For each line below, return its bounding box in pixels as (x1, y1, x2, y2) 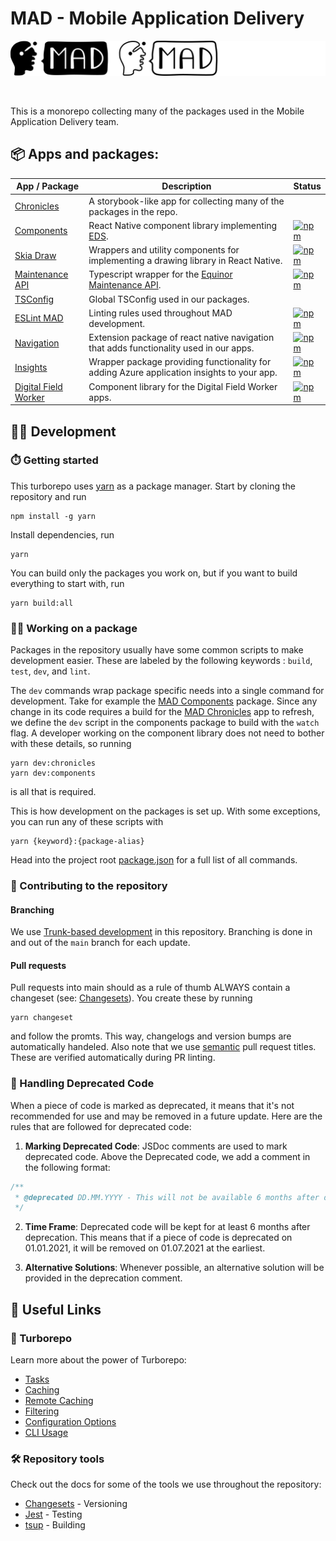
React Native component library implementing (88, 219, 278, 231)
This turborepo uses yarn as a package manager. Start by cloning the (10, 480, 296, 492)
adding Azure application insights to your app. (88, 367, 278, 379)
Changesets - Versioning (24, 1498, 128, 1510)
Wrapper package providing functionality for (88, 356, 272, 368)
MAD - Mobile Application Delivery (10, 7, 305, 30)
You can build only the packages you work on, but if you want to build (10, 567, 298, 579)
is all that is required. (10, 786, 97, 798)
